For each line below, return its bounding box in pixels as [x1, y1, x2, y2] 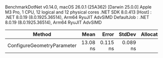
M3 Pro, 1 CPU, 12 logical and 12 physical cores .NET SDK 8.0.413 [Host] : [5, 9, 152, 15]
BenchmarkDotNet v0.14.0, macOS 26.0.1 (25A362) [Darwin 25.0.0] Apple [5, 4, 152, 10]
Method [33, 31, 51, 38]
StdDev [118, 31, 136, 38]
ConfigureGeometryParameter [7, 42, 77, 49]
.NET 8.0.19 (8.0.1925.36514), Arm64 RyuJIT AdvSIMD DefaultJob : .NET [5, 14, 149, 20]
